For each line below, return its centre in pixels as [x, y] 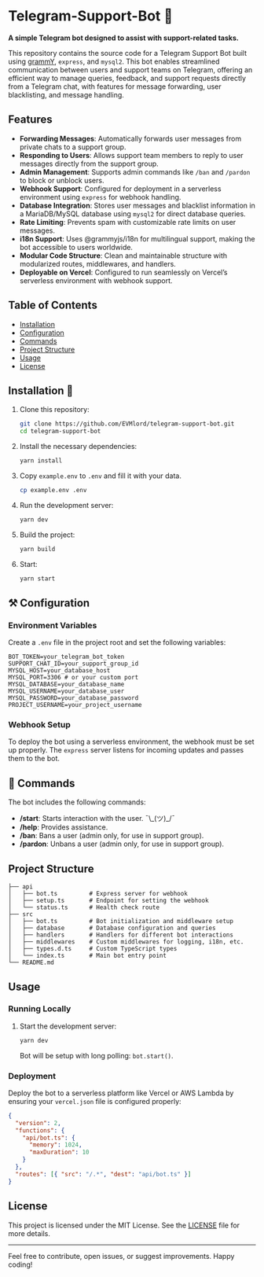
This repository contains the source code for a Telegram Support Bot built [128, 53]
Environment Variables [53, 625]
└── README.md [31, 962]
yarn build [37, 549]
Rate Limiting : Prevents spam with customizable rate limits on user [128, 222]
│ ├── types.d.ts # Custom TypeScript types [93, 949]
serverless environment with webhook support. [96, 280]
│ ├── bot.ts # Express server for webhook [98, 894]
